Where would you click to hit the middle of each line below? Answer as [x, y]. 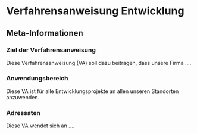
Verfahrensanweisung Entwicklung [95, 11]
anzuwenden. [23, 98]
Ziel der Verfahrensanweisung [51, 50]
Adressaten [23, 113]
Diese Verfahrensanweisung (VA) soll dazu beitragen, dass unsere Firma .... [99, 63]
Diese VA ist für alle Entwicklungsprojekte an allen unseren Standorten [93, 91]
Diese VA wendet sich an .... [40, 126]
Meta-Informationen [45, 33]
